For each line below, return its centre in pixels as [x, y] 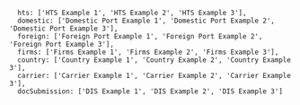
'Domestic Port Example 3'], [64, 29]
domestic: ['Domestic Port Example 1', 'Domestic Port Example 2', [146, 21]
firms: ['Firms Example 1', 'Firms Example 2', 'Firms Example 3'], [148, 52]
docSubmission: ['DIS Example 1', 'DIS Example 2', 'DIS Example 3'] [150, 92]
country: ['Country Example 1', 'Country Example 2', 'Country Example [154, 60]
